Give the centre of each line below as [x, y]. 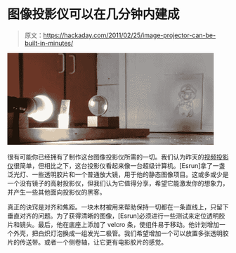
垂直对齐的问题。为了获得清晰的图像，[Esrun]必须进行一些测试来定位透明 [113, 216]
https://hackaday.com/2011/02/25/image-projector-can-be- [130, 35]
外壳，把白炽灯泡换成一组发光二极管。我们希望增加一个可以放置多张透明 [118, 233]
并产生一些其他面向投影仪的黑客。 [57, 192]
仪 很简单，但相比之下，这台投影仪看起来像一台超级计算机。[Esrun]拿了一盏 [116, 165]
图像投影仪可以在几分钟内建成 [94, 14]
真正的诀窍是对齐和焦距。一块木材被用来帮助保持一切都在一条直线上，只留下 [118, 207]
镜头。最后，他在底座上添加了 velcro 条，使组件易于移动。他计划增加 [119, 224]
